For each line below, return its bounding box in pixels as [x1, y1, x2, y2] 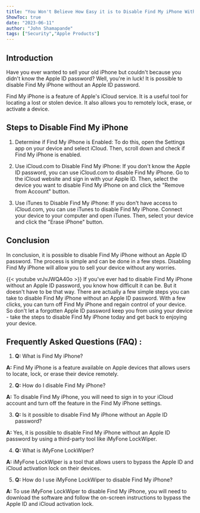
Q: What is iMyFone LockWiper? [14, 447, 94, 454]
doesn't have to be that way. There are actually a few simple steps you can [6, 288, 190, 295]
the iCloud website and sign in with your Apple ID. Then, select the [14, 175, 179, 182]
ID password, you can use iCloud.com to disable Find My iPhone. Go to [14, 169, 189, 176]
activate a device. [6, 105, 49, 112]
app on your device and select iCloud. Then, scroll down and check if [14, 144, 186, 152]
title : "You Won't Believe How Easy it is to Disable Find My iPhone [6, 8, 183, 15]
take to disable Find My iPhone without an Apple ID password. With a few [6, 294, 186, 301]
